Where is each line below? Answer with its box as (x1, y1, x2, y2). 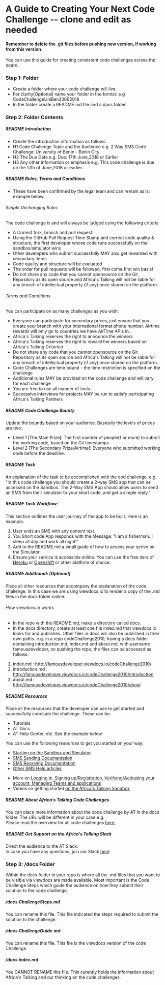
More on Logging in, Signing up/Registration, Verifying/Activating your (12, 775, 155, 781)
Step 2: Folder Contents (5, 114, 63, 121)
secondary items (12, 255, 47, 261)
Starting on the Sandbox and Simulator (12, 750, 91, 756)
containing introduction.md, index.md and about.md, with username (12, 641, 150, 647)
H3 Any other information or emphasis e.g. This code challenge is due (12, 159, 155, 165)
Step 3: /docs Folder (5, 861, 55, 867)
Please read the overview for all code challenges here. (5, 819, 116, 825)
